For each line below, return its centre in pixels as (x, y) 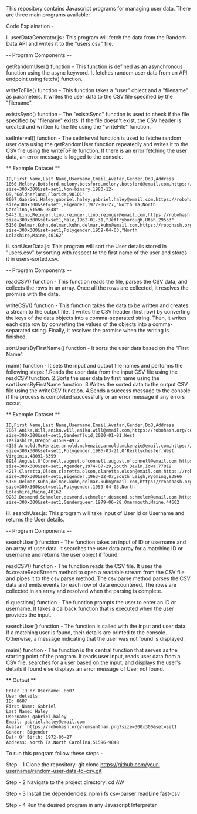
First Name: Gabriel (31, 707)
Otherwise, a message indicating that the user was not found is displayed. (95, 639)
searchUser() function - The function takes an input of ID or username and (96, 542)
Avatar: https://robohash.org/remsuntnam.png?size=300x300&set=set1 (91, 727)
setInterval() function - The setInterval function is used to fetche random (94, 138)
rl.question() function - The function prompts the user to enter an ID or (91, 602)
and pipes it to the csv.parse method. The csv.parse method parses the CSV (98, 578)
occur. (14, 403)
